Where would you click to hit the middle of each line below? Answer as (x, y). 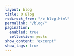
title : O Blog (20, 14)
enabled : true (24, 32)
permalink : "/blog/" (26, 23)
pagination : (17, 28)
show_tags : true (22, 46)
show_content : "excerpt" (31, 41)
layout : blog (18, 9)
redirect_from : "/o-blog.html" (37, 19)
